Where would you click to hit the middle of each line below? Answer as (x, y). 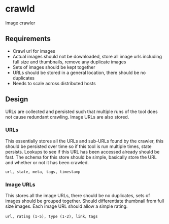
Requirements (28, 39)
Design (17, 99)
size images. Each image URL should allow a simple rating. (66, 206)
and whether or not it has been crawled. (47, 162)
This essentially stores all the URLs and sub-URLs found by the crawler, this (84, 141)
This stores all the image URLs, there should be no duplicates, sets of (78, 196)
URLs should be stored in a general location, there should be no (79, 72)
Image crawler (20, 23)
